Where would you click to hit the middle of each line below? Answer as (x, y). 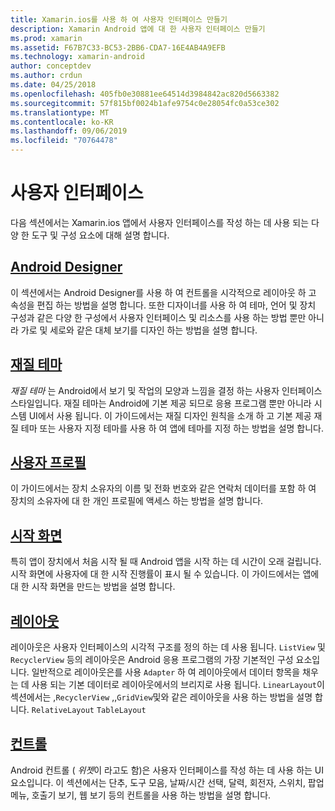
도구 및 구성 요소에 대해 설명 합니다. (100, 235)
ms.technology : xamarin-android (77, 57)
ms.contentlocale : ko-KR (62, 122)
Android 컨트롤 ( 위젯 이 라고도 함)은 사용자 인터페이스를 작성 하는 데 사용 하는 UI (167, 770)
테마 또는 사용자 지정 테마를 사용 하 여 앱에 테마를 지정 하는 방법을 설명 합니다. (172, 428)
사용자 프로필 (48, 462)
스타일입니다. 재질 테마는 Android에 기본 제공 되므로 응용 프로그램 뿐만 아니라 (161, 403)
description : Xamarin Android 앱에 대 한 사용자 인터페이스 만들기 (138, 29)
